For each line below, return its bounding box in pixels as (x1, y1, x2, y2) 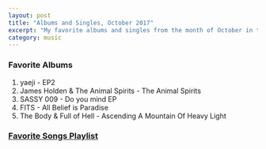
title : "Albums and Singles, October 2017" (8, 19, 154, 27)
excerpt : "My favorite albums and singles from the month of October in (8, 26, 253, 34)
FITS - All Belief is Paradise (19, 102, 109, 112)
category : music (8, 33, 62, 42)
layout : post (8, 11, 51, 20)
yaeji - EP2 (19, 77, 55, 87)
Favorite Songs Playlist (8, 131, 99, 142)
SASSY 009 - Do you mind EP (19, 94, 117, 103)
